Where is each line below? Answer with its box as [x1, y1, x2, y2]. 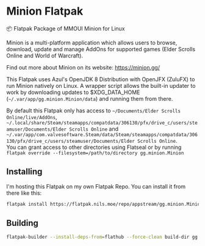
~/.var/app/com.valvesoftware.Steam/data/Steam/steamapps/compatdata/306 [6, 131, 198, 138]
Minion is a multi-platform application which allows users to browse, [6, 38, 178, 46]
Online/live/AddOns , [6, 113, 57, 120]
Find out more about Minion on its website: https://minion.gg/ [6, 63, 160, 71]
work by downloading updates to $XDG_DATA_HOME [6, 89, 140, 96]
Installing [6, 167, 43, 177]
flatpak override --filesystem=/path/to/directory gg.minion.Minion [6, 150, 184, 156]
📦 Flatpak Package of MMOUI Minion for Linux [6, 24, 125, 32]
